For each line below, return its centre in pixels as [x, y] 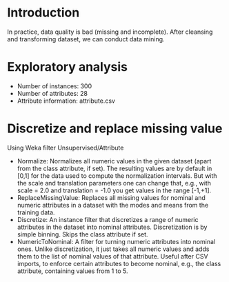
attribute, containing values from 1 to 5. [73, 271]
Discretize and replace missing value [115, 129]
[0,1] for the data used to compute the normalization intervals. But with [117, 175]
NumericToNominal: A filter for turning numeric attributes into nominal [116, 241]
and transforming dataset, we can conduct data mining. [86, 39]
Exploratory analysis [68, 67]
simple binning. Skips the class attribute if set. [82, 234]
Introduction [43, 13]
